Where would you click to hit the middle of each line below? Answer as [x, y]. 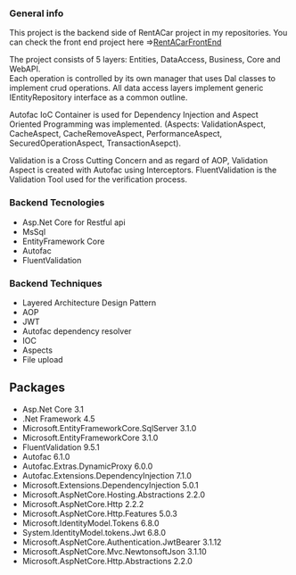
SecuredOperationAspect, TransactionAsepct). [95, 143]
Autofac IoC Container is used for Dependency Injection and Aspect [134, 115]
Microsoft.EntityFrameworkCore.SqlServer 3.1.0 [109, 428]
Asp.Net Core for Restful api [74, 222]
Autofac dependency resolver [77, 331]
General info [37, 13]
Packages [37, 388]
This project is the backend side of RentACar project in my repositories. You [148, 33]
